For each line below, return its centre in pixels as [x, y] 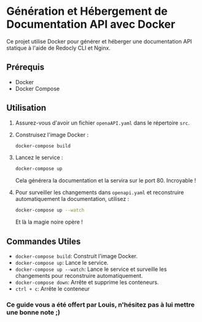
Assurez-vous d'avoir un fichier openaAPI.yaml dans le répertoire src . [103, 123]
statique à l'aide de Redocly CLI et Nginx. [58, 48]
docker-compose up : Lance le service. [62, 263]
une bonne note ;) [33, 312]
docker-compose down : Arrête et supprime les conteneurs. [87, 282]
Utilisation [26, 108]
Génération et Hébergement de [87, 11]
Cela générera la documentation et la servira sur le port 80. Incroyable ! [106, 181]
